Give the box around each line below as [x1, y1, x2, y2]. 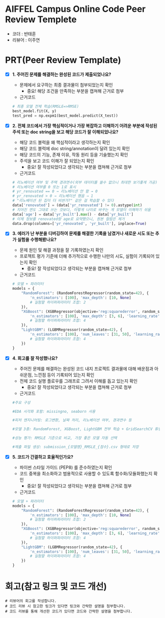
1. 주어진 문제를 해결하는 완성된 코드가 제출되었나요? [12, 71, 111, 77]
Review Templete [5, 14, 77, 25]
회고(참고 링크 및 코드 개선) [5, 581, 107, 592]
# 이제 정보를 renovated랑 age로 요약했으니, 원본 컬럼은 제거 [12, 216, 125, 221]
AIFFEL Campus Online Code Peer [5, 3, 146, 15]
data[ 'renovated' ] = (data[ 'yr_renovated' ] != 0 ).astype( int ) [12, 203, 142, 208]
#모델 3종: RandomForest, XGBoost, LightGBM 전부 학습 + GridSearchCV [12, 427, 153, 432]
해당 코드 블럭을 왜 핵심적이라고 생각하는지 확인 [19, 139, 110, 145]
